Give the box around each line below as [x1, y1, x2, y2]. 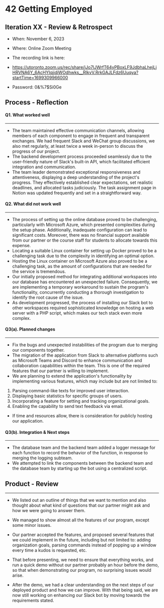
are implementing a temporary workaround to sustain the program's [12, 284, 149, 290]
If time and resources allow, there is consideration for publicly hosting [12, 413, 153, 419]
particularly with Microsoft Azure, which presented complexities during [12, 222, 155, 227]
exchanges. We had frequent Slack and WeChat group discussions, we [12, 138, 155, 144]
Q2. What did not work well [5, 201, 61, 207]
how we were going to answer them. [12, 508, 85, 514]
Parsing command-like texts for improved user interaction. [12, 388, 129, 393]
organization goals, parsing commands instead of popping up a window [12, 542, 157, 548]
